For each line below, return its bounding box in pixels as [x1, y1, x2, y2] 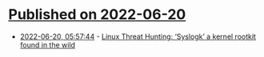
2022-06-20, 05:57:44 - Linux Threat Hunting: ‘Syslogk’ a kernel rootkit [19, 32, 256, 41]
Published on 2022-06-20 [8, 6, 186, 24]
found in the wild [19, 40, 76, 49]
